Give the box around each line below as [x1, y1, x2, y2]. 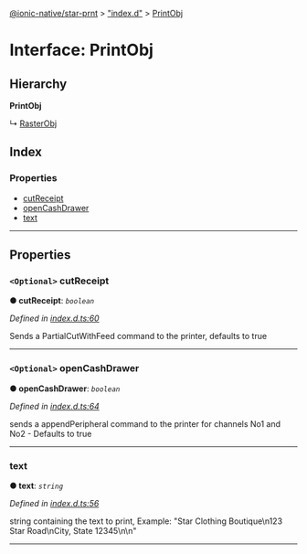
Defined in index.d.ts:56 [9, 497, 100, 508]
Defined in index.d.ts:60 [9, 313, 100, 324]
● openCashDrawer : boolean [9, 383, 121, 394]
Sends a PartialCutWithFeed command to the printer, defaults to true [9, 331, 268, 342]
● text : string [9, 480, 64, 491]
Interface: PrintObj [9, 40, 153, 60]
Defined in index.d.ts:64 [9, 400, 101, 411]
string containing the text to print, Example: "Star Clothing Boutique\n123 [9, 516, 283, 527]
